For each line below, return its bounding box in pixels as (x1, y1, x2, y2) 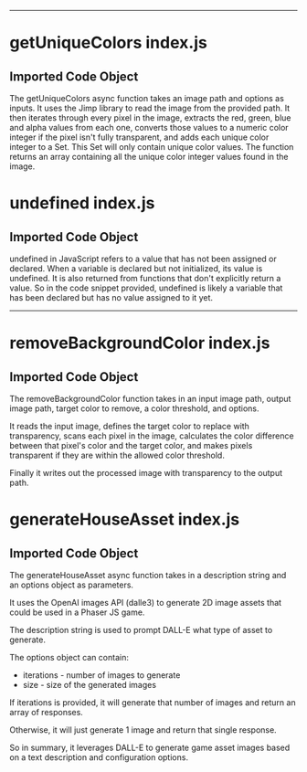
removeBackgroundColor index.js (9, 333, 270, 354)
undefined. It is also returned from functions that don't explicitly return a (9, 273, 281, 283)
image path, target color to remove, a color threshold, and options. (9, 403, 259, 414)
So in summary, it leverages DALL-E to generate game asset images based (9, 742, 291, 753)
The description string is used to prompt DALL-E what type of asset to (9, 625, 273, 635)
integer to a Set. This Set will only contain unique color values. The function (9, 142, 294, 152)
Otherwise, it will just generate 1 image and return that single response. (9, 724, 277, 735)
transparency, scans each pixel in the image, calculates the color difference (9, 430, 294, 441)
